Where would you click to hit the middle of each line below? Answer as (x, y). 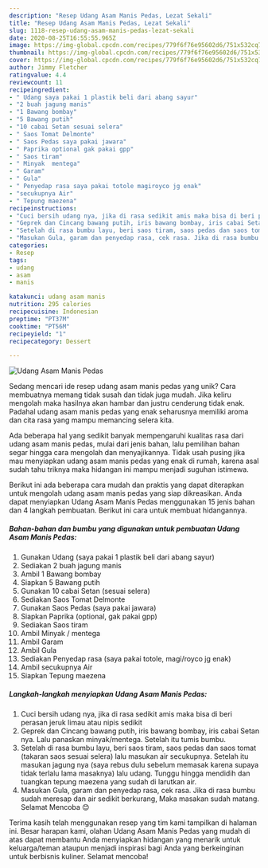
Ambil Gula (38, 650)
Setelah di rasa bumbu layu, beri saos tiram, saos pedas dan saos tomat (138, 748)
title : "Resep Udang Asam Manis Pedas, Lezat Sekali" (100, 23)
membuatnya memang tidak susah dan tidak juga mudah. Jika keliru (120, 395)
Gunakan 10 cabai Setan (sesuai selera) (85, 591)
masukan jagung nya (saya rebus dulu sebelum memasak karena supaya (140, 765)
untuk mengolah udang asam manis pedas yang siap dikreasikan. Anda (125, 493)
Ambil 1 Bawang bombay (61, 574)
